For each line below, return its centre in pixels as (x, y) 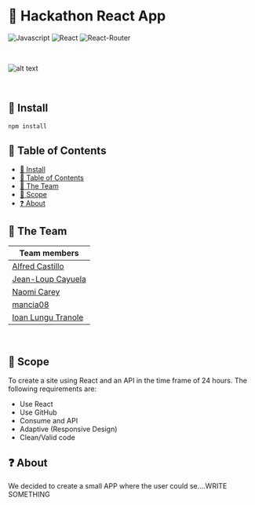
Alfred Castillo (38, 266)
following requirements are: (52, 389)
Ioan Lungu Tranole (48, 317)
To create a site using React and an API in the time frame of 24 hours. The (127, 381)
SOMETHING (29, 494)
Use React (36, 404)
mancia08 (31, 305)
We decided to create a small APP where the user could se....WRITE (118, 485)
